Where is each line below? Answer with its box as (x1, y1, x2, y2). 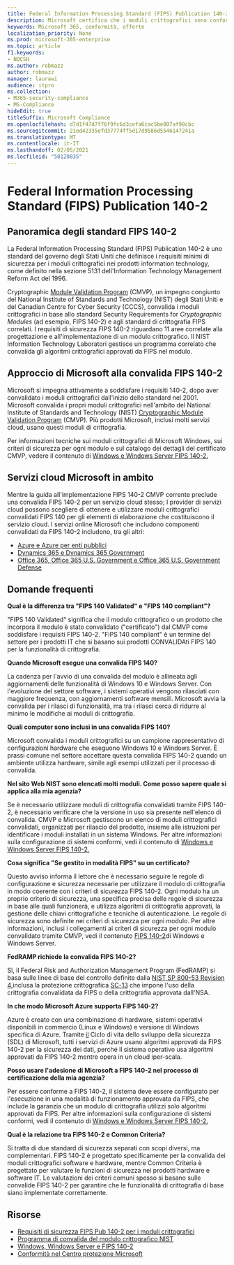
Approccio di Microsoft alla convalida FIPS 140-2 (7, 368, 223, 379)
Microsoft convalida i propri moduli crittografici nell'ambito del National (7, 400, 211, 409)
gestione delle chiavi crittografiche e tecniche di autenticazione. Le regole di (7, 909, 227, 918)
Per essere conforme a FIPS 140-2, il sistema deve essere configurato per (7, 1087, 219, 1096)
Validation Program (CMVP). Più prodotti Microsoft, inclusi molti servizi (7, 415, 210, 424)
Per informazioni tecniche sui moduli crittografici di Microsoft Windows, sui (7, 436, 223, 444)
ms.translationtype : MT (7, 133, 77, 140)
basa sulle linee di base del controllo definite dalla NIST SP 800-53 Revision (7, 974, 225, 982)
